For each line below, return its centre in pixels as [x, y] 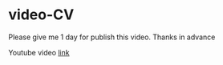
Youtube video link [39, 52]
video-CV [41, 15]
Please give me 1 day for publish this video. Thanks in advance [112, 37]
